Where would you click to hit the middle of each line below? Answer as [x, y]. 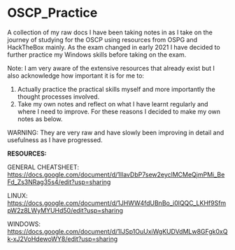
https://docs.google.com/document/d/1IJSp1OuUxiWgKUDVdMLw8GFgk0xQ [117, 231]
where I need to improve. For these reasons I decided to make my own [119, 111]
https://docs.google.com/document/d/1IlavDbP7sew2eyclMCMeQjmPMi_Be [116, 174]
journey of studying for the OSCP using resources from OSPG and [102, 39]
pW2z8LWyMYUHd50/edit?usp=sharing [65, 210]
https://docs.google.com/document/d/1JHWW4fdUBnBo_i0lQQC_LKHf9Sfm [117, 203]
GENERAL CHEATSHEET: [43, 167]
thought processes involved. [58, 97]
